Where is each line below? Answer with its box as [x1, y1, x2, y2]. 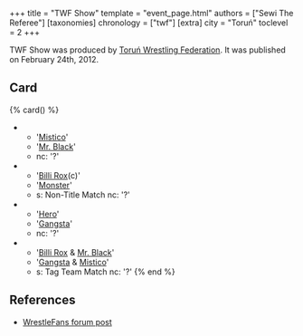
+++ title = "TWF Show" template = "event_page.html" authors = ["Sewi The [9, 8, 294, 18]
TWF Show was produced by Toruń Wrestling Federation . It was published [9, 44, 287, 55]
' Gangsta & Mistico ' [35, 256, 109, 267]
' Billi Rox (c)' [35, 169, 81, 180]
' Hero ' [35, 208, 60, 219]
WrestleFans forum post [22, 316, 113, 327]
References [9, 293, 76, 308]
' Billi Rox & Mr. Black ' [35, 246, 115, 257]
